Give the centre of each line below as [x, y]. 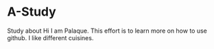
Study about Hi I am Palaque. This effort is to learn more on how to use [107, 31]
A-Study [32, 12]
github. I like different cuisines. [50, 37]
